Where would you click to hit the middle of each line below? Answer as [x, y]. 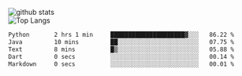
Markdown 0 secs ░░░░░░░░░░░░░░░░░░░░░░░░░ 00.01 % [121, 64]
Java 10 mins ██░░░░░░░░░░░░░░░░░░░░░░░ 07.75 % [121, 42]
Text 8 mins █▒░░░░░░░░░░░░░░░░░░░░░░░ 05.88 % [121, 49]
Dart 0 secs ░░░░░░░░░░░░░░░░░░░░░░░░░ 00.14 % [121, 56]
